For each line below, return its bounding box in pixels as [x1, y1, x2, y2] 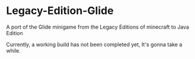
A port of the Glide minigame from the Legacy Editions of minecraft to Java [6, 23, 190, 30]
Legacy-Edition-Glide [6, 4, 114, 18]
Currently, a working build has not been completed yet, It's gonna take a [6, 41, 183, 48]
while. [6, 47, 21, 54]
